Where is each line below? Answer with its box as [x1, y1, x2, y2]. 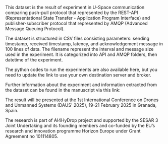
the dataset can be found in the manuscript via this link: [5, 87, 121, 93]
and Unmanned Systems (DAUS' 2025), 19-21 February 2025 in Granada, [5, 102, 157, 108]
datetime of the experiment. [5, 57, 63, 62]
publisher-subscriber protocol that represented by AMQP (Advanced [5, 20, 148, 26]
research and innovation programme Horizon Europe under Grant [5, 128, 141, 134]
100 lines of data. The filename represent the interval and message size [5, 46, 154, 52]
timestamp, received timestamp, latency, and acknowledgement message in [5, 41, 163, 47]
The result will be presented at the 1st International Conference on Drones [5, 97, 159, 103]
